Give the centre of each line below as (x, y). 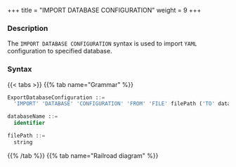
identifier (29, 123)
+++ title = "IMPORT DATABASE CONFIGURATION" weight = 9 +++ (104, 10)
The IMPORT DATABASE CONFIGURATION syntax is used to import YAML (102, 44)
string (23, 142)
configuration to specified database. (60, 51)
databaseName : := (33, 116)
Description (28, 28)
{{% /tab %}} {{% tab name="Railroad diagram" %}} (83, 155)
